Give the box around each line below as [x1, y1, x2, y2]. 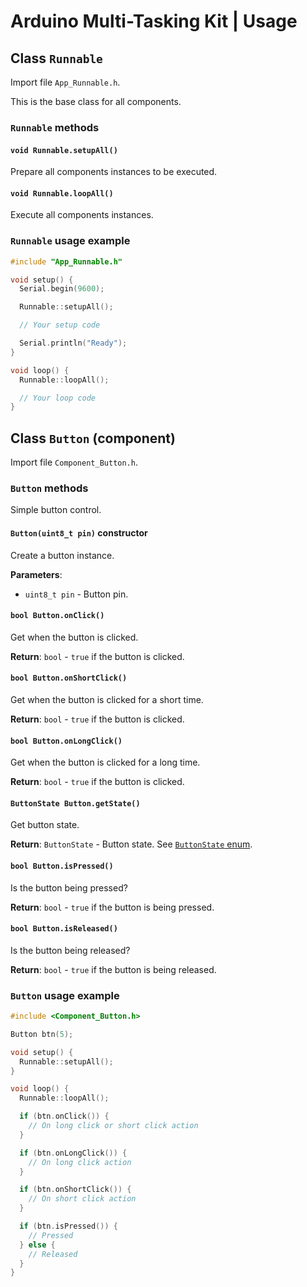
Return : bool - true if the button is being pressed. [10, 901, 215, 913]
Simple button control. [10, 504, 102, 516]
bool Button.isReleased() [10, 924, 118, 934]
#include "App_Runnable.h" [10, 256, 123, 267]
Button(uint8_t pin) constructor [10, 526, 148, 539]
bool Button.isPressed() [10, 861, 114, 871]
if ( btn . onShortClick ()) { [19, 1185, 132, 1195]
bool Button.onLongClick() [10, 736, 123, 746]
